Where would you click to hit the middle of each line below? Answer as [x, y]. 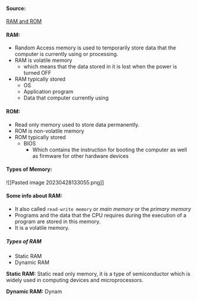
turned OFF [37, 73]
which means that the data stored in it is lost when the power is [100, 67]
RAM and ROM [24, 21]
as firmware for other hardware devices [80, 156]
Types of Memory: [29, 169]
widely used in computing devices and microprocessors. [75, 280]
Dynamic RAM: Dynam [34, 291]
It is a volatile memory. [42, 228]
